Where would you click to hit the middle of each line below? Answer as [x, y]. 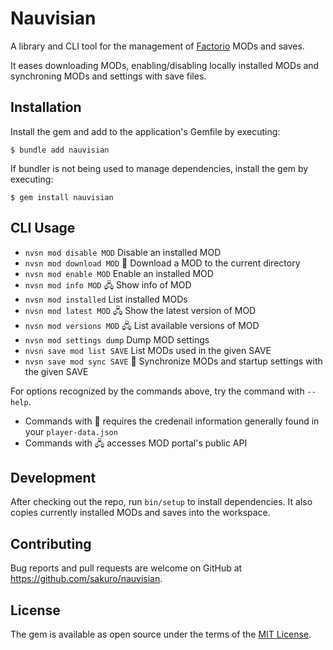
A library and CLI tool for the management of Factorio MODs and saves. [157, 46]
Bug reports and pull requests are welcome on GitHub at [126, 568]
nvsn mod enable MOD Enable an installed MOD [119, 273]
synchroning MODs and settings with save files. [108, 76]
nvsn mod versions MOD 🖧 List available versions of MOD [142, 325]
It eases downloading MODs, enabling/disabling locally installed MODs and [165, 65]
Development [53, 477]
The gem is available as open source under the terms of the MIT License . [161, 634]
